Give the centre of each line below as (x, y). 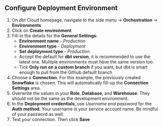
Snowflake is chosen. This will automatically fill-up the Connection (80, 83)
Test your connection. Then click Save (51, 119)
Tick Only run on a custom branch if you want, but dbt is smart (83, 67)
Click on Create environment (42, 30)
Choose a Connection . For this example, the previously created (76, 77)
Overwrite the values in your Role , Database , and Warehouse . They (81, 93)
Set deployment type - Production (54, 51)
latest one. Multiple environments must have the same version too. (86, 62)
